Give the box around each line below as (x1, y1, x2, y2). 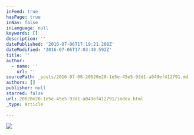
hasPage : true (6, 14, 41, 20)
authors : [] (6, 80, 35, 86)
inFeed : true (6, 8, 38, 15)
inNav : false (6, 19, 38, 25)
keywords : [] (6, 31, 38, 36)
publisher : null (6, 85, 46, 91)
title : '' (6, 52, 31, 58)
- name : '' (11, 63, 38, 69)
